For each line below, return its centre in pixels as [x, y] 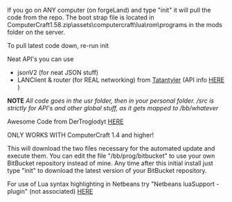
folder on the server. [36, 32]
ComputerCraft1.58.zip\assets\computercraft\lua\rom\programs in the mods [115, 25]
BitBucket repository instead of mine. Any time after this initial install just [110, 163]
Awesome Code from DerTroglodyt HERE [65, 121]
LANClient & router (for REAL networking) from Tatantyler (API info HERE [121, 80]
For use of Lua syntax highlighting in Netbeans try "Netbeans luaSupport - [113, 184]
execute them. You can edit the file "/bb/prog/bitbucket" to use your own [111, 156]
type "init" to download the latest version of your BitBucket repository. [107, 170]
